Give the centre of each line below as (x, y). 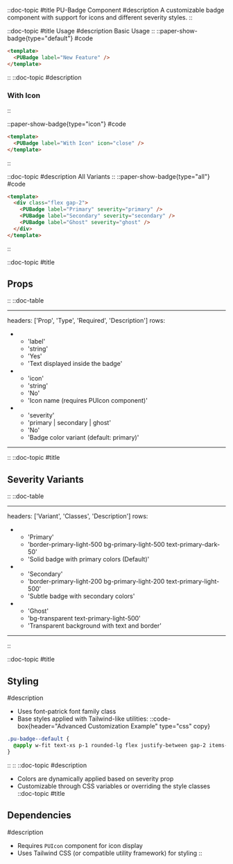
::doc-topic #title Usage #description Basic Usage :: (81, 31)
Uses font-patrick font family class (67, 712)
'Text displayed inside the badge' (75, 364)
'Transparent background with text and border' (94, 626)
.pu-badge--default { (38, 739)
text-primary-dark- (193, 545)
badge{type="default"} (40, 38)
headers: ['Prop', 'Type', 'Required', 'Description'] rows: (86, 321)
